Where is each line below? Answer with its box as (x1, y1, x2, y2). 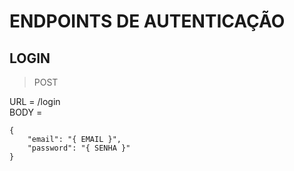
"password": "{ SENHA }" (27, 143, 131, 153)
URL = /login (9, 96, 61, 107)
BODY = (9, 106, 43, 118)
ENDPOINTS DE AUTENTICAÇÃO (9, 10, 286, 33)
